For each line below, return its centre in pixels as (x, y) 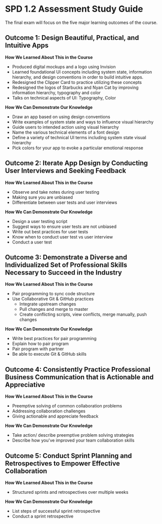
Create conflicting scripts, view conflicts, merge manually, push (83, 314)
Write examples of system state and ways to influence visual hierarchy (83, 122)
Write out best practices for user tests (50, 232)
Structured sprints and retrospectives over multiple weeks (70, 492)
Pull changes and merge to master (54, 309)
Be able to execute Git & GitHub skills (49, 354)
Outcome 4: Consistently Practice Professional (78, 369)
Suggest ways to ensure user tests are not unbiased (64, 226)
